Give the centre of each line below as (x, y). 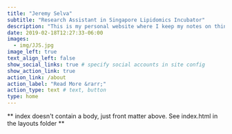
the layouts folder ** (36, 123)
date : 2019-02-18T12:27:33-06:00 (55, 33)
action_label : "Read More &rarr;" (57, 84)
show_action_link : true (41, 71)
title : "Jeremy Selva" (40, 13)
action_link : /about (37, 77)
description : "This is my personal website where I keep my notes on (109, 26)
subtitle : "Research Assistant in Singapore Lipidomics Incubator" (106, 20)
